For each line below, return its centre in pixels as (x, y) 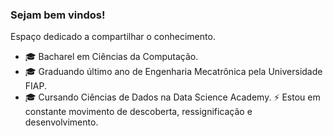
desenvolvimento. (61, 122)
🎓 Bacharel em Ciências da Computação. (111, 57)
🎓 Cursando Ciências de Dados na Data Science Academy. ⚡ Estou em (172, 97)
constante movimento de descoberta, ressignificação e (138, 112)
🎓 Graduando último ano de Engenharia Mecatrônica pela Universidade (173, 72)
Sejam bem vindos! (58, 15)
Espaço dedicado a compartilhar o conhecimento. (113, 37)
